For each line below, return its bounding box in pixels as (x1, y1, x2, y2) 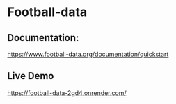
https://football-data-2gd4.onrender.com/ (7, 88, 127, 97)
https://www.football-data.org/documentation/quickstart (7, 50, 169, 58)
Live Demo (7, 70, 54, 82)
